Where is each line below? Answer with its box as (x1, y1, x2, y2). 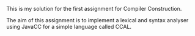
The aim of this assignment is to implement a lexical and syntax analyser (6, 17, 189, 23)
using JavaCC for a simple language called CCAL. (6, 23, 132, 30)
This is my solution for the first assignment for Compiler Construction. (6, 5, 182, 12)
